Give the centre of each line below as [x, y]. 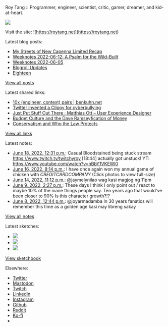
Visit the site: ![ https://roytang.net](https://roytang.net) [62, 32]
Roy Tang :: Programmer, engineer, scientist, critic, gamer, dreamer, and [80, 7]
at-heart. [14, 13]
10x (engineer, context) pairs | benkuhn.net [57, 102]
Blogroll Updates [30, 67]
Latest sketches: [22, 226]
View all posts [20, 83]
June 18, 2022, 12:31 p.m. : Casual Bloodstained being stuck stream [82, 153]
